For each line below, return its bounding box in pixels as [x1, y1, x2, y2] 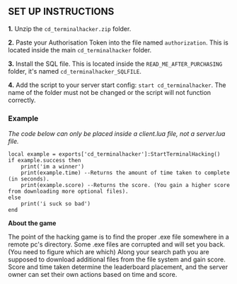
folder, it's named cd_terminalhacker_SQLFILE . [8, 67, 142, 75]
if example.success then [8, 157, 81, 164]
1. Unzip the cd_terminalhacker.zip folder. [8, 24, 132, 33]
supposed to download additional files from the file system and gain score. [8, 255, 226, 264]
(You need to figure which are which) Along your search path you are [8, 248, 209, 256]
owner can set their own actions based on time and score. [8, 271, 178, 279]
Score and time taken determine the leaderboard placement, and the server [8, 263, 229, 271]
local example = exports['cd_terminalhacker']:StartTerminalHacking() [8, 151, 221, 158]
